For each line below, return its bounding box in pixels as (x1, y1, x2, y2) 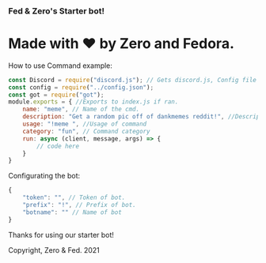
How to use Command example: (8, 61, 113, 70)
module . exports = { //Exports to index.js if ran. (8, 98, 179, 106)
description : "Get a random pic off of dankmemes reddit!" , (22, 113, 225, 121)
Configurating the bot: (8, 171, 81, 181)
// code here (36, 142, 80, 150)
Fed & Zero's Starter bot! (8, 6, 105, 17)
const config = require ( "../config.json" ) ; (8, 83, 154, 92)
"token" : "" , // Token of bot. (22, 193, 126, 202)
